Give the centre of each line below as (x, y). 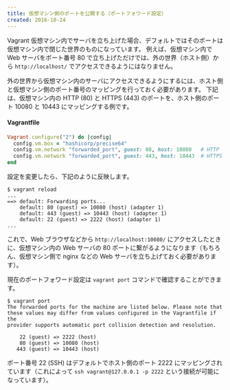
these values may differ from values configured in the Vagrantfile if (112, 313)
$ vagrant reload (32, 190)
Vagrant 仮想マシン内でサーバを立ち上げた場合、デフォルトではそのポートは (115, 40)
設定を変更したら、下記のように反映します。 (70, 176)
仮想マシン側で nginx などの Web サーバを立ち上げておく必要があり (115, 256)
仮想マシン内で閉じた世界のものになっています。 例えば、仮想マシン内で (110, 49)
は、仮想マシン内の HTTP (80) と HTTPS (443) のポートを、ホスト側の (107, 97)
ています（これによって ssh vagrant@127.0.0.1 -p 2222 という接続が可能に (113, 371)
